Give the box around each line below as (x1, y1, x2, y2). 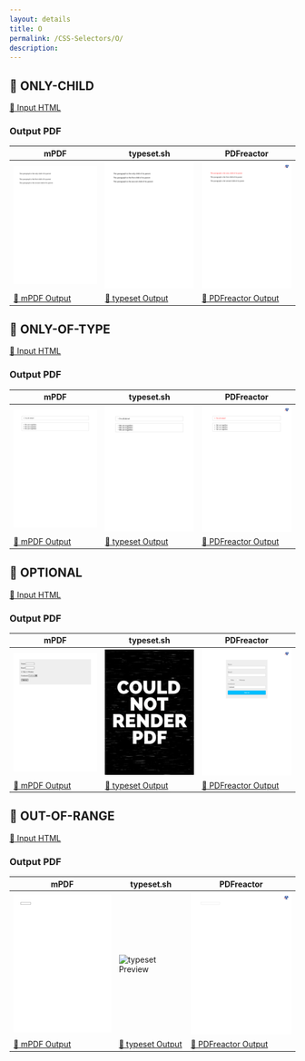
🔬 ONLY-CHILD (9, 78, 94, 93)
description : (9, 44, 59, 53)
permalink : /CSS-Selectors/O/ (9, 34, 124, 43)
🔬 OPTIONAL (9, 565, 84, 581)
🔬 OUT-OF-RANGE (9, 809, 115, 824)
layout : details (9, 15, 71, 24)
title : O (9, 24, 43, 34)
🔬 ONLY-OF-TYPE (9, 321, 111, 337)
